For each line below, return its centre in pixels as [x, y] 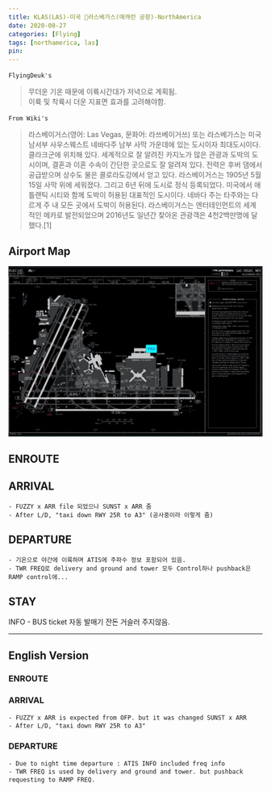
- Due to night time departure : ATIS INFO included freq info [117, 764]
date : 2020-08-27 [38, 25]
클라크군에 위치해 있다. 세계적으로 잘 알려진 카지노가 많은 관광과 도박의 [139, 155]
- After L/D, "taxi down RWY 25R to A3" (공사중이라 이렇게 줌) [111, 515]
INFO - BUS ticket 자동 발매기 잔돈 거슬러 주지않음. [90, 622]
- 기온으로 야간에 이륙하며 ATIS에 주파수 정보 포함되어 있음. [97, 560]
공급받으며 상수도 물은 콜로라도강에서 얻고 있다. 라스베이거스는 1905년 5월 [145, 175]
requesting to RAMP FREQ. [52, 780]
